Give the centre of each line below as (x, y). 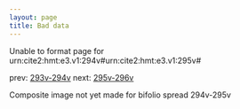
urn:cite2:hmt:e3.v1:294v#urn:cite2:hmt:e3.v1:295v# (105, 60)
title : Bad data (39, 26)
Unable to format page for (57, 51)
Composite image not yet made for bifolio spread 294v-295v (120, 95)
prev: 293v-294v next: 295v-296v (72, 77)
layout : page (33, 17)
